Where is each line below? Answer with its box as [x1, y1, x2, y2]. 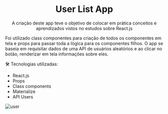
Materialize [12, 88, 36, 94]
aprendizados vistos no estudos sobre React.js [36, 25, 133, 31]
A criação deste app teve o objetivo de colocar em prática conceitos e [12, 20, 157, 26]
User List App [55, 3, 113, 15]
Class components [12, 83, 52, 89]
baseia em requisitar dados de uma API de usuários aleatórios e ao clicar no [5, 45, 162, 51]
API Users [12, 93, 34, 99]
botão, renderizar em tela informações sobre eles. [5, 51, 109, 57]
